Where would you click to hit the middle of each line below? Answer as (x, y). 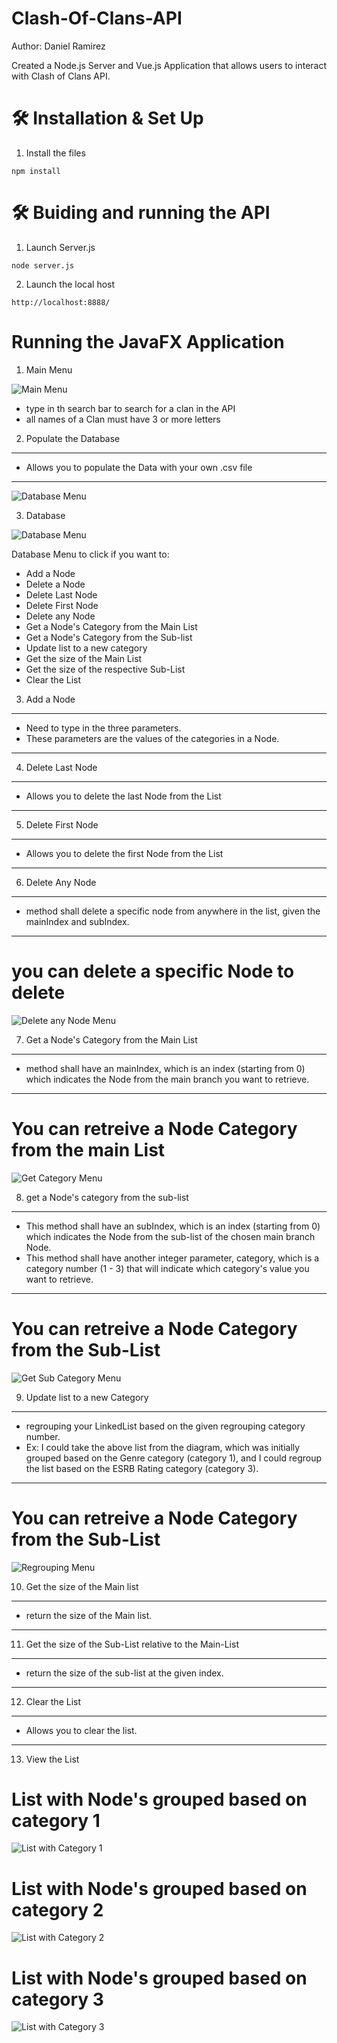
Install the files (55, 153)
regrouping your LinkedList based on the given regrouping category (165, 1426)
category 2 (57, 1909)
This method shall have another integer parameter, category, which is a (172, 1258)
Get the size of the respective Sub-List (105, 669)
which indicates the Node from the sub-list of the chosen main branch (170, 1236)
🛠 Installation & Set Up (107, 118)
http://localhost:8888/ (61, 302)
